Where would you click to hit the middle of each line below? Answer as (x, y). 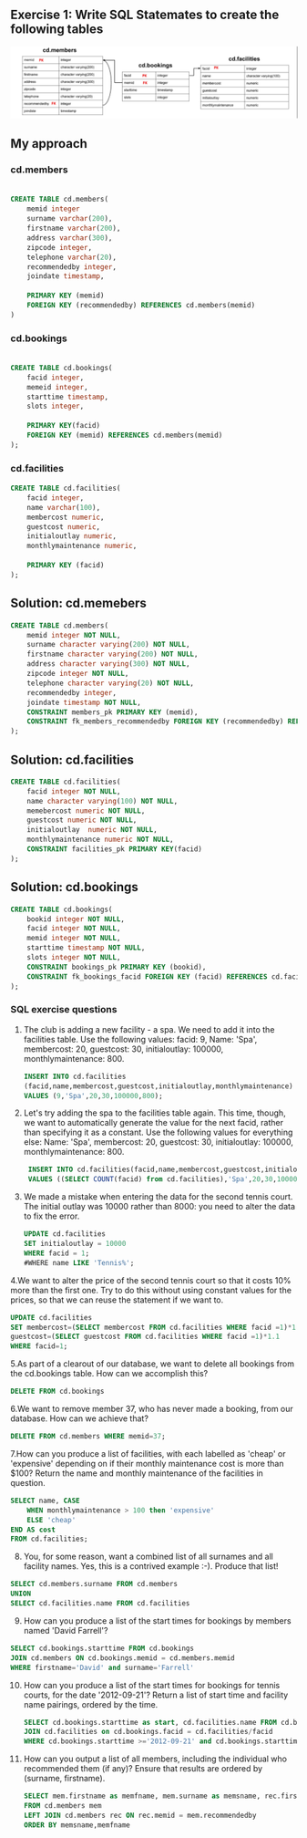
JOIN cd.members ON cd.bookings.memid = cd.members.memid (123, 1658)
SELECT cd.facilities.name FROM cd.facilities (100, 1604)
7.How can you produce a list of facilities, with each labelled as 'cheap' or (148, 1453)
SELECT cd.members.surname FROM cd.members (94, 1584)
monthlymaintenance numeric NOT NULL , (100, 840)
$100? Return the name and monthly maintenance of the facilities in (137, 1473)
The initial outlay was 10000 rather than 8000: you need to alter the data (159, 1207)
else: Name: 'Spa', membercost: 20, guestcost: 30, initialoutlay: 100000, (159, 1142)
